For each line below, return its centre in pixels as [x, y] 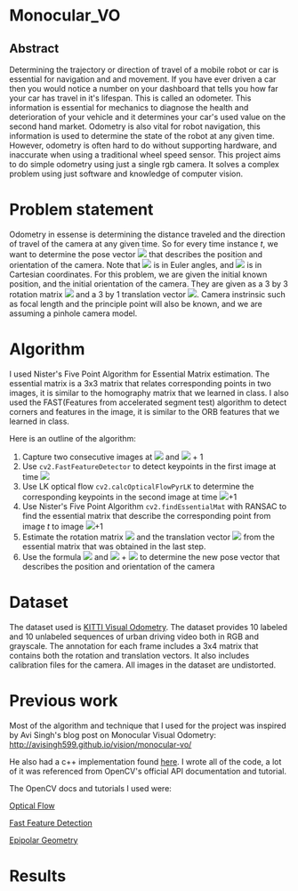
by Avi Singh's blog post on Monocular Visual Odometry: [113, 734]
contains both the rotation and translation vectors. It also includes [129, 655]
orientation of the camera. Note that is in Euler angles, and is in [136, 264]
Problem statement [81, 210]
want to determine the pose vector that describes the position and [136, 254]
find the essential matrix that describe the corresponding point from [146, 515]
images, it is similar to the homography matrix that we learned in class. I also [149, 393]
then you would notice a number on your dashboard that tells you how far [144, 89]
